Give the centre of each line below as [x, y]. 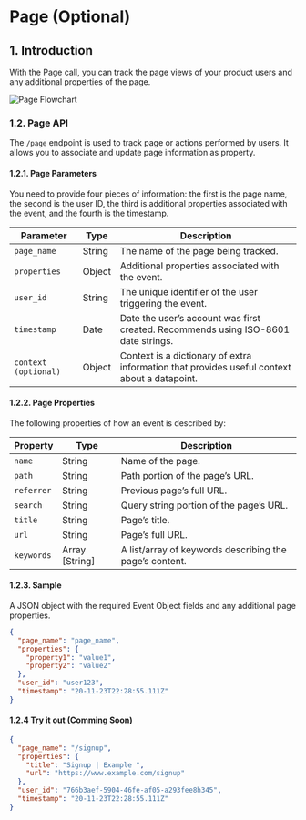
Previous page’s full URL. [174, 491]
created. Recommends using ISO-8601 [204, 329]
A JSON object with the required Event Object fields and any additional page [153, 605]
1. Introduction [51, 51]
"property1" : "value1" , [71, 657]
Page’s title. [145, 520]
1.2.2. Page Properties [52, 403]
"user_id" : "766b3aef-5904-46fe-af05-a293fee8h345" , [120, 790]
